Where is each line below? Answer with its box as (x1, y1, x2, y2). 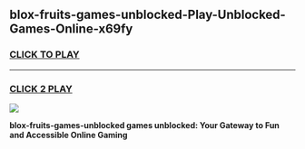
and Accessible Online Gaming (9, 129, 128, 140)
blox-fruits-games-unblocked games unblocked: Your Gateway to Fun (9, 119, 280, 130)
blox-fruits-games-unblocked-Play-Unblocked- (9, 7, 286, 23)
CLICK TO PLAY (9, 49, 80, 61)
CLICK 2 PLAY (9, 82, 73, 95)
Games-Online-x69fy (9, 22, 133, 37)
